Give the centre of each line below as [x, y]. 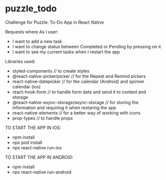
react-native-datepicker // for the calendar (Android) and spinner [78, 81]
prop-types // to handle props [42, 118]
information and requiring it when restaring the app [64, 108]
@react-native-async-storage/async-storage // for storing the [75, 102]
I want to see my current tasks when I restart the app [66, 52]
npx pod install [27, 142]
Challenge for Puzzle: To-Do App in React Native [55, 22]
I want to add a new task [37, 41]
